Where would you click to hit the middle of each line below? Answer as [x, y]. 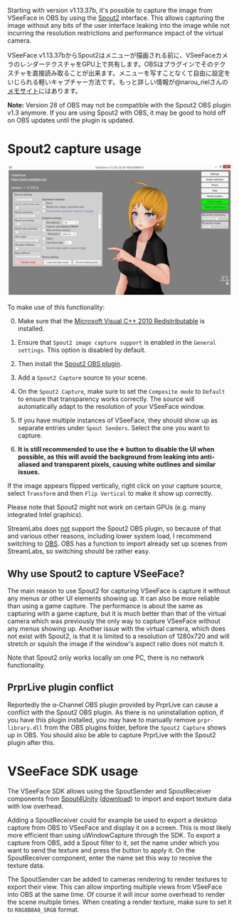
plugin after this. [31, 742]
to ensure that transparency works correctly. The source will [106, 399]
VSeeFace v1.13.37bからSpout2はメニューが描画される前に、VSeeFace [111, 55]
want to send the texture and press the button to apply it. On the [101, 850]
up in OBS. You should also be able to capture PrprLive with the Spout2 [112, 735]
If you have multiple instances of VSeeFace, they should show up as [118, 420]
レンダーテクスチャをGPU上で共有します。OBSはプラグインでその [116, 64]
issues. [29, 472]
